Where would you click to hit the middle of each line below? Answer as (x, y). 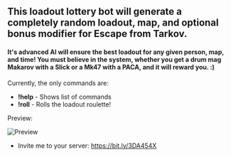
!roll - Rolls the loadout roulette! (64, 104)
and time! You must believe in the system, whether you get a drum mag (114, 59)
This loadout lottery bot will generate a (95, 12)
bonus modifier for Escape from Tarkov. (97, 34)
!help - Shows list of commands (64, 97)
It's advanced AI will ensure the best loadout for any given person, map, (116, 52)
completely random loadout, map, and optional (113, 23)
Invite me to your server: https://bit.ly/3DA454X (87, 146)
